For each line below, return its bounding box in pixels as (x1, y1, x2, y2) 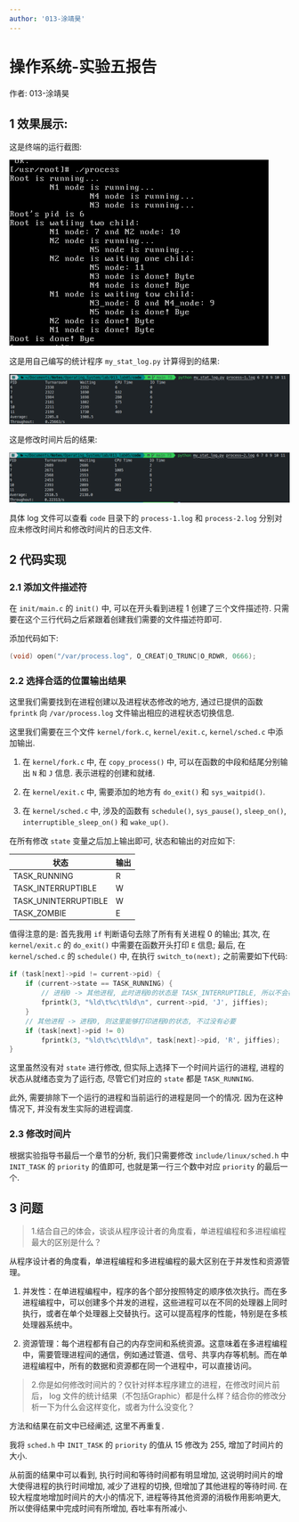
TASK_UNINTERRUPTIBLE (12, 895, 109, 906)
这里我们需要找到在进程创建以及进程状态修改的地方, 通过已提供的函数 (9, 696, 263, 707)
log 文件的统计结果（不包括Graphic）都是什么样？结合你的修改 (48, 1390, 279, 1402)
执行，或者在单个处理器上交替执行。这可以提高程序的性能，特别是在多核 (21, 1308, 287, 1319)
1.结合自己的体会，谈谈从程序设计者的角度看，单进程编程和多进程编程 (30, 1225, 287, 1237)
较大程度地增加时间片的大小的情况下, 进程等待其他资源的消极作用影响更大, (9, 1492, 282, 1502)
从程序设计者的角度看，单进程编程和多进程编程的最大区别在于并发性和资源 (9, 1256, 282, 1266)
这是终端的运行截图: (9, 142, 83, 152)
